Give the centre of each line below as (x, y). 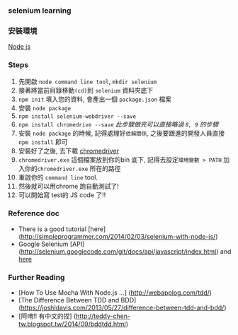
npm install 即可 (43, 142)
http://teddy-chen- (103, 316)
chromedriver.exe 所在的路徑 (79, 168)
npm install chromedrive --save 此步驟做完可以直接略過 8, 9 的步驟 (118, 124)
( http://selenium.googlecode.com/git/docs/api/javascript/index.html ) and (125, 251)
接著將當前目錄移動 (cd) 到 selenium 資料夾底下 (86, 90)
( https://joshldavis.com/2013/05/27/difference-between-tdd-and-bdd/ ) (122, 308)
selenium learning (40, 11)
